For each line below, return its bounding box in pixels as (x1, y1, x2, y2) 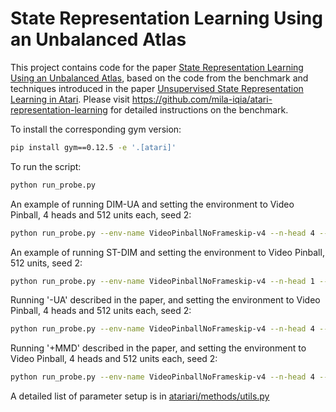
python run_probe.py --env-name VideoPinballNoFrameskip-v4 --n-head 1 (10, 276, 315, 286)
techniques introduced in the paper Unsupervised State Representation (10, 82, 304, 94)
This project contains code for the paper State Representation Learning (10, 61, 304, 73)
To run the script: (10, 160, 82, 172)
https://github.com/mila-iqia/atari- (131, 93, 273, 105)
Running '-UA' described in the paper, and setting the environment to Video (10, 294, 321, 306)
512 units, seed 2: (10, 257, 83, 269)
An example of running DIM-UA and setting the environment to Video (10, 198, 295, 210)
